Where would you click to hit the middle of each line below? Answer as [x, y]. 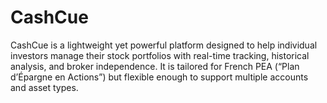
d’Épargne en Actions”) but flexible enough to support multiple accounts [159, 77]
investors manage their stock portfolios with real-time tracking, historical [160, 55]
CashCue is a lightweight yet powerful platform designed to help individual [164, 45]
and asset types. [44, 87]
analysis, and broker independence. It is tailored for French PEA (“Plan [155, 66]
